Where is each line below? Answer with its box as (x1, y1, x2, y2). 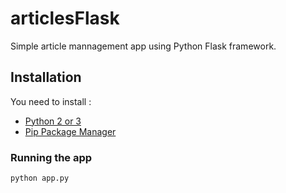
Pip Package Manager (24, 125, 117, 137)
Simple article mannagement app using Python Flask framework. (10, 40, 277, 52)
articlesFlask (10, 7, 120, 30)
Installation (10, 69, 82, 86)
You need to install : (10, 95, 92, 107)
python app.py (10, 173, 70, 184)
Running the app (10, 150, 93, 164)
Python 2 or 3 (24, 115, 82, 127)
